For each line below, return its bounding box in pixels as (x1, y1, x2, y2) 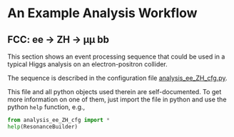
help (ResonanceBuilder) (7, 123, 78, 130)
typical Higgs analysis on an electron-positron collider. (7, 60, 168, 68)
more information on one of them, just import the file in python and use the (7, 95, 227, 103)
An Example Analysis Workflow (7, 5, 198, 21)
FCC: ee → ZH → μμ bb (7, 34, 109, 46)
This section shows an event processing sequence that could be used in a (7, 52, 225, 61)
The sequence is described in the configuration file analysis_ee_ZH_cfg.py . (7, 73, 228, 82)
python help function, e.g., (7, 103, 86, 111)
